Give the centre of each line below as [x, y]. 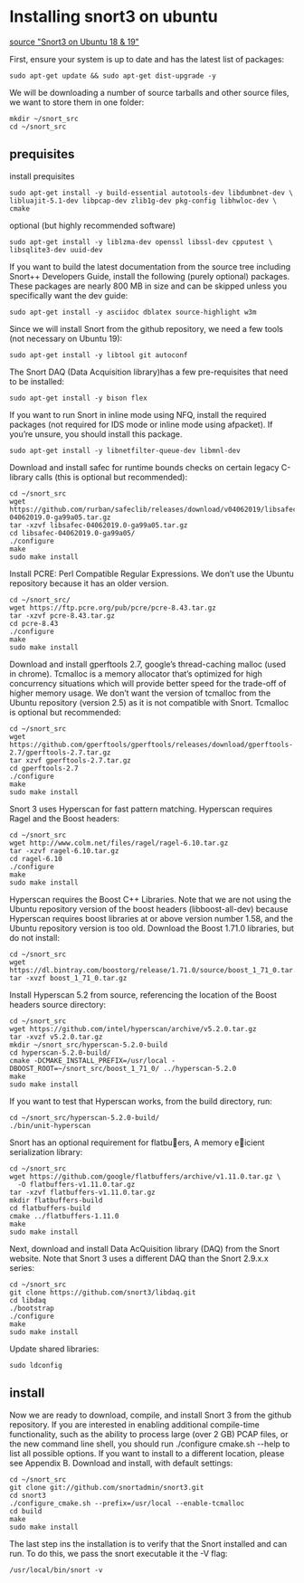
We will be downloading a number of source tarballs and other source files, [149, 92]
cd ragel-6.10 [36, 858]
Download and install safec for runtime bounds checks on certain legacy [144, 467]
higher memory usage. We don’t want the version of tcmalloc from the [140, 693]
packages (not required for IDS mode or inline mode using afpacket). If [141, 424]
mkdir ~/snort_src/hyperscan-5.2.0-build [89, 1045]
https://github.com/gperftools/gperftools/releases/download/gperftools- [152, 744]
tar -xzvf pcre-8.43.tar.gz [62, 616]
